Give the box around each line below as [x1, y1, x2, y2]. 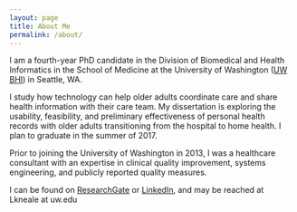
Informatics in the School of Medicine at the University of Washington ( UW [9, 64, 288, 75]
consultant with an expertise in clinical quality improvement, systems [9, 158, 266, 169]
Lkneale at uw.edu [9, 194, 78, 205]
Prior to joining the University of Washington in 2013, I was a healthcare [9, 148, 276, 159]
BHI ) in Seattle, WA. [9, 74, 83, 85]
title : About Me [9, 22, 71, 31]
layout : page [9, 13, 59, 23]
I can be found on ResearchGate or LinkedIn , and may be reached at [9, 185, 264, 196]
